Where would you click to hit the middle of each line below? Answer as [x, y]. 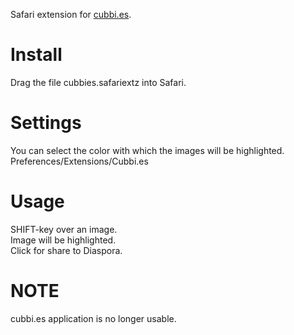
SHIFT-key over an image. [64, 229]
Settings [46, 123]
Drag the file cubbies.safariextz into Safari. [98, 82]
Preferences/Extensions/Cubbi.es [79, 161]
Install [36, 55]
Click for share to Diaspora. [66, 250]
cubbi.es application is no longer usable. [93, 318]
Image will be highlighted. [63, 240]
